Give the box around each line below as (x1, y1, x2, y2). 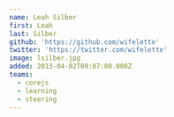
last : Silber (9, 29, 57, 38)
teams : (9, 70, 34, 79)
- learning (17, 86, 57, 95)
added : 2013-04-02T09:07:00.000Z (9, 62, 132, 71)
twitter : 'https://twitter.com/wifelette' (9, 46, 168, 55)
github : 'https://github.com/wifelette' (9, 37, 161, 47)
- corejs (17, 78, 49, 87)
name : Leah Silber (9, 12, 77, 22)
